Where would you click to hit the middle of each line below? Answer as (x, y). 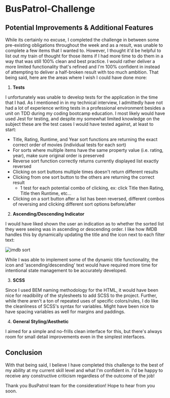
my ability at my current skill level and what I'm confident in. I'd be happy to (84, 370)
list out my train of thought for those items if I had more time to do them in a (84, 56)
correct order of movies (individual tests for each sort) (69, 145)
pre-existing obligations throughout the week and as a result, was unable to (84, 45)
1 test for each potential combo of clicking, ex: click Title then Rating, (92, 188)
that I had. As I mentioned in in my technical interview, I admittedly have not (84, 103)
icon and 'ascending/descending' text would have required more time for (81, 265)
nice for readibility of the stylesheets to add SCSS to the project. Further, (81, 295)
